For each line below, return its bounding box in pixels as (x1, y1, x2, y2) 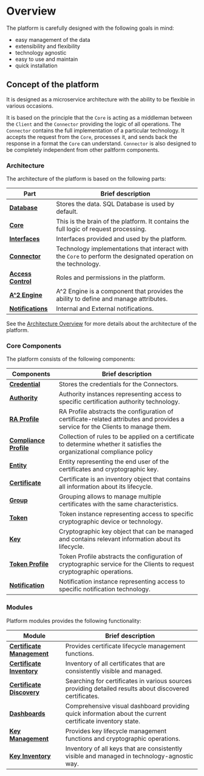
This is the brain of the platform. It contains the (56, 217, 189, 226)
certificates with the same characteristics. (58, 500, 178, 508)
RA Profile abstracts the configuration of (58, 407, 174, 416)
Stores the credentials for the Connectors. (58, 380, 178, 389)
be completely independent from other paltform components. (6, 146, 160, 153)
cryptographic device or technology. (58, 517, 163, 526)
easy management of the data (15, 36, 90, 43)
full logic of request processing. (56, 225, 147, 233)
